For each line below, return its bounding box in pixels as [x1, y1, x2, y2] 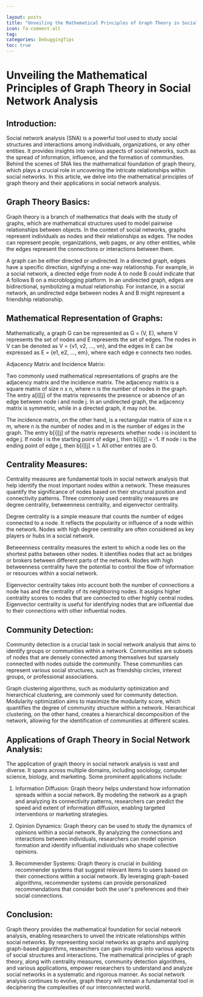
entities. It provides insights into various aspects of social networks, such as [6, 147, 196, 155]
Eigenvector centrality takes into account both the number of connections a [6, 581, 195, 589]
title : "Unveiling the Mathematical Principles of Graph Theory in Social [6, 19, 199, 26]
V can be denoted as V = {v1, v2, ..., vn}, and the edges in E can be [6, 342, 173, 349]
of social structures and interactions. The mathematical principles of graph [6, 951, 192, 958]
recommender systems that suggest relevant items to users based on [14, 866, 188, 873]
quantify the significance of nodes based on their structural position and [6, 488, 186, 496]
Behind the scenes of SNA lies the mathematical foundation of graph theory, [6, 160, 196, 167]
